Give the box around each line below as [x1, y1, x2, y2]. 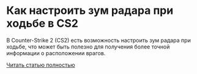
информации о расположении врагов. [6, 49, 106, 56]
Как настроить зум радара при [6, 4, 174, 18]
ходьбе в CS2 [6, 16, 78, 30]
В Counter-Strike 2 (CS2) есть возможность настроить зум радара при [6, 36, 191, 44]
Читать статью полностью [6, 61, 75, 69]
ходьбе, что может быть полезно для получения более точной [6, 43, 170, 50]
